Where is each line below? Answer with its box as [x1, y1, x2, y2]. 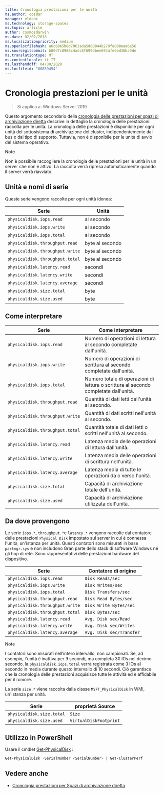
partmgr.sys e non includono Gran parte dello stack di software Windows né [5, 545, 159, 551]
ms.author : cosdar [5, 12, 42, 17]
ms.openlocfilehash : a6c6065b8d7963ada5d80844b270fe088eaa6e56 [5, 44, 137, 49]
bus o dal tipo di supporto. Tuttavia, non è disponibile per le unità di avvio [5, 134, 153, 140]
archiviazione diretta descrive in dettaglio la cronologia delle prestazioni [5, 118, 150, 124]
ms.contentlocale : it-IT [5, 57, 56, 62]
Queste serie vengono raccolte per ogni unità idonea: [5, 196, 112, 201]
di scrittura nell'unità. [84, 458, 133, 465]
